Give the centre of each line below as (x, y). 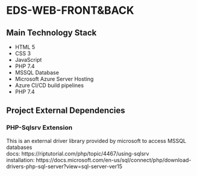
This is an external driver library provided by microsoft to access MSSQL (96, 141)
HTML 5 (25, 47)
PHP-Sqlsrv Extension (39, 128)
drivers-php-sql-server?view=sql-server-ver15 (64, 166)
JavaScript (28, 60)
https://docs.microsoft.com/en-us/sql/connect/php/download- (114, 160)
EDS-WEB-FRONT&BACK (70, 11)
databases (19, 147)
